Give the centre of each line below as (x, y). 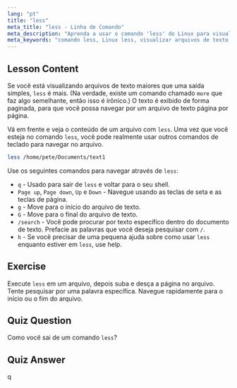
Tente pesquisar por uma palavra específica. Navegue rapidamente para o (115, 291)
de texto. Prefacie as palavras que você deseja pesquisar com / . (111, 229)
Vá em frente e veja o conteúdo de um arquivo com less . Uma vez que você (118, 129)
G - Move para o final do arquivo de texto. (78, 214)
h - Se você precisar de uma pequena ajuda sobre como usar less (114, 236)
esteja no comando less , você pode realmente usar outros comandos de (113, 137)
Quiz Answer (36, 359)
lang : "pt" (23, 14)
